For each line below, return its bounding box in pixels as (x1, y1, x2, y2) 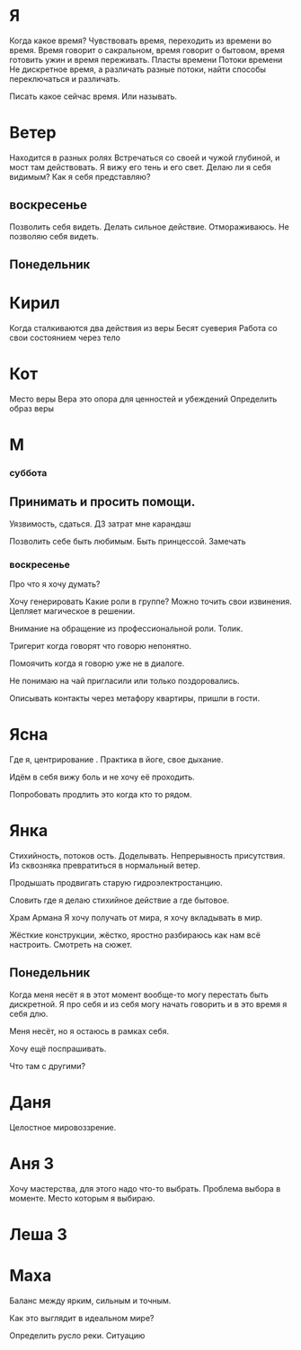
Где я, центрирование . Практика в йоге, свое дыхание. (9, 754, 224, 765)
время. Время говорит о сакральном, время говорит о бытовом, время (9, 44, 286, 55)
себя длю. (9, 1008, 49, 1019)
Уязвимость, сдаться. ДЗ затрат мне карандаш (9, 518, 191, 529)
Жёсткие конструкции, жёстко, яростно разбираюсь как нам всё (9, 930, 261, 940)
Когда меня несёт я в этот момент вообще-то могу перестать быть (9, 989, 270, 1000)
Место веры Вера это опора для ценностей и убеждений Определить (9, 393, 278, 404)
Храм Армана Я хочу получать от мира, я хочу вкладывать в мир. (9, 913, 263, 923)
